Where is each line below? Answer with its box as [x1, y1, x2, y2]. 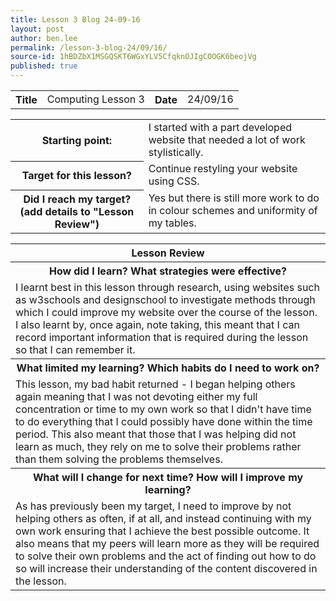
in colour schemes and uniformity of [148, 204, 318, 218]
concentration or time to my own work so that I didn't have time [15, 402, 312, 416]
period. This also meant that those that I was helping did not [15, 427, 297, 441]
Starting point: [41, 133, 113, 147]
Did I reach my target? [23, 192, 132, 206]
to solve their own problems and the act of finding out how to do [15, 549, 317, 563]
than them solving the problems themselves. [15, 452, 223, 466]
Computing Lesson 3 [46, 92, 145, 106]
